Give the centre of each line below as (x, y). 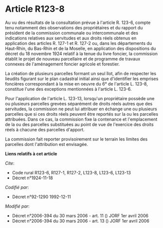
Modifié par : (18, 206)
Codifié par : (17, 187)
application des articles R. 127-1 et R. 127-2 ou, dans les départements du (79, 43)
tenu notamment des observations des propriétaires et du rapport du (74, 27)
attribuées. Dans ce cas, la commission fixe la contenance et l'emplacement (81, 119)
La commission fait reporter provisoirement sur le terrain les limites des (76, 139)
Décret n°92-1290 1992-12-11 (41, 197)
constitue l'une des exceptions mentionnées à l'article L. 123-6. (69, 89)
